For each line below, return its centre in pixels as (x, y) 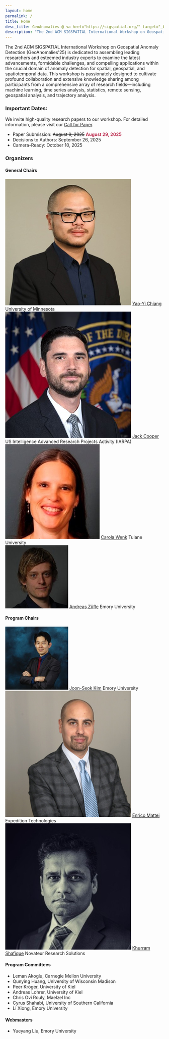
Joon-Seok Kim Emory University (104, 688)
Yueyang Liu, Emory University (44, 1031)
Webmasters (19, 1020)
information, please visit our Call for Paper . (50, 125)
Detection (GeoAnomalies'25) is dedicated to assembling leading (72, 53)
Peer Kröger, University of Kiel (44, 986)
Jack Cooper (146, 436)
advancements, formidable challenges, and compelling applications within (82, 63)
